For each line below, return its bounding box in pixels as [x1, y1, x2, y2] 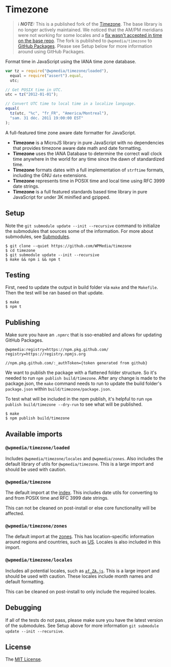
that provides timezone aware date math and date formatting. [12, 145, 142, 151]
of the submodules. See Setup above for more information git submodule [5, 622, 159, 629]
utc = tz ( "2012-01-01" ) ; [5, 92, 58, 97]
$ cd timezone [5, 248, 36, 253]
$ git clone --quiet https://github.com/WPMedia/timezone [5, 243, 132, 248]
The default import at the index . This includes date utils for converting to [5, 489, 158, 496]
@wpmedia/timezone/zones [5, 523, 68, 529]
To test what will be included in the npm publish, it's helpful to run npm [5, 396, 152, 402]
